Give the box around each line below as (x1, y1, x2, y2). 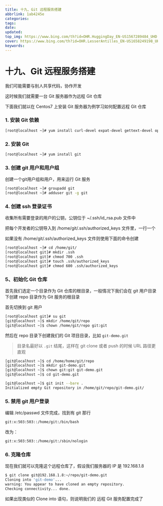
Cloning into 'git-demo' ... (5, 477, 62, 482)
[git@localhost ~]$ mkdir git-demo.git (5, 363, 86, 368)
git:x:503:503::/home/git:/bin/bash (5, 419, 79, 425)
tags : (5, 20, 16, 26)
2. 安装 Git (5, 141, 29, 147)
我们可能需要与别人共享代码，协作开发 (5, 83, 81, 89)
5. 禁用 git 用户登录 (5, 398, 49, 404)
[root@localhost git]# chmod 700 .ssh (5, 254, 83, 259)
